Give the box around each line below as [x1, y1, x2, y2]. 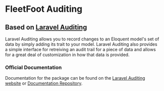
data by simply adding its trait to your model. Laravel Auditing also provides [5, 41, 158, 47]
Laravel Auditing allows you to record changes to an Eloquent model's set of [5, 36, 160, 42]
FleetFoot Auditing [5, 3, 82, 15]
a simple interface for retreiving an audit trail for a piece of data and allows [5, 47, 156, 52]
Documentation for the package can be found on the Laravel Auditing [5, 75, 145, 81]
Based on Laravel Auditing [5, 23, 87, 31]
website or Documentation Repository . [5, 80, 82, 87]
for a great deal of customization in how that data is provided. [5, 52, 130, 58]
